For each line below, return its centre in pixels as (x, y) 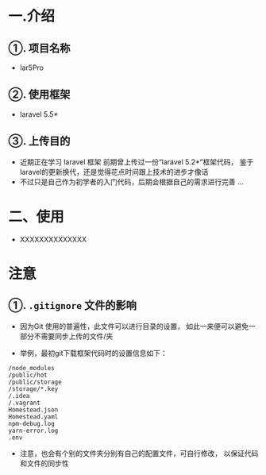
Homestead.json (33, 410)
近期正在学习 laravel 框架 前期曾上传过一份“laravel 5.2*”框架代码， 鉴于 (137, 162)
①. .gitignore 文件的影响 (72, 305)
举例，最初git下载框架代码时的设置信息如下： (94, 353)
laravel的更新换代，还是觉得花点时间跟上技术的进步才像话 (114, 172)
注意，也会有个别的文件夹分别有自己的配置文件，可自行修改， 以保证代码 (139, 453)
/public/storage (35, 382)
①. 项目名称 (39, 48)
